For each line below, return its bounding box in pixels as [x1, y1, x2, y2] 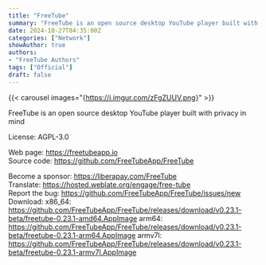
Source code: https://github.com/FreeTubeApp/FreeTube [8, 156, 194, 166]
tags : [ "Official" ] [8, 64, 73, 72]
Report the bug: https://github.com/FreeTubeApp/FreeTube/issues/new [8, 188, 241, 197]
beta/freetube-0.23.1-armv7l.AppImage [8, 247, 137, 257]
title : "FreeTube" [8, 11, 69, 20]
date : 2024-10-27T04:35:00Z [8, 26, 102, 34]
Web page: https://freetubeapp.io [8, 147, 118, 157]
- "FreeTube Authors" [8, 57, 80, 64]
